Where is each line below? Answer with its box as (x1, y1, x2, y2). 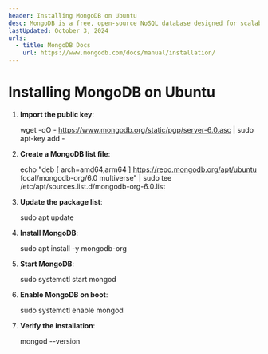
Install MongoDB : (19, 228, 78, 237)
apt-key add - (19, 133, 65, 143)
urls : (8, 34, 26, 42)
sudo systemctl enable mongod (19, 305, 124, 315)
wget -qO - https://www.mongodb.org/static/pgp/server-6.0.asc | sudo (19, 125, 254, 134)
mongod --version (19, 336, 81, 346)
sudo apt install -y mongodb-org (19, 243, 128, 253)
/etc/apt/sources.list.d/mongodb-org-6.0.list (19, 181, 166, 191)
